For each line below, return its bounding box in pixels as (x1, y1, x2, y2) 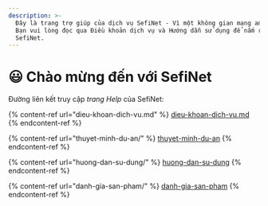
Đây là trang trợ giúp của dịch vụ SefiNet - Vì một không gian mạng (15, 19, 251, 27)
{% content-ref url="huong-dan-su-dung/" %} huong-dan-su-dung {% (8, 157, 242, 167)
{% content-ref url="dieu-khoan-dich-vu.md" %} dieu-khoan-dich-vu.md (8, 110, 250, 119)
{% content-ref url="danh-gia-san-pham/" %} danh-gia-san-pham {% (8, 181, 240, 191)
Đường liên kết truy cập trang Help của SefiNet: (8, 95, 164, 104)
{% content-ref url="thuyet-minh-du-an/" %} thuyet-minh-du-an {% (8, 134, 233, 143)
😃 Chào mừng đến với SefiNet (8, 68, 213, 86)
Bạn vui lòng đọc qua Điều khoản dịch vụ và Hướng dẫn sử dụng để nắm (15, 26, 255, 34)
